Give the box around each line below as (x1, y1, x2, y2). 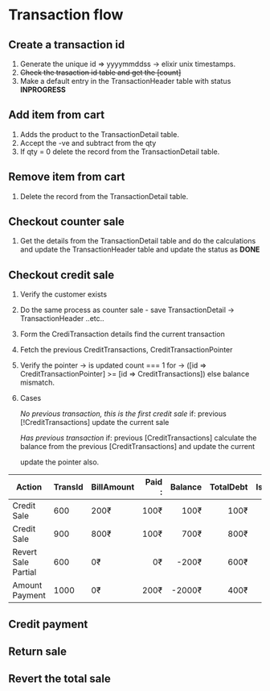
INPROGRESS (19, 85, 66, 94)
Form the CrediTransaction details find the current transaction (19, 329, 225, 339)
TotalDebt (209, 481, 248, 493)
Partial (12, 567, 37, 578)
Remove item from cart (8, 170, 126, 184)
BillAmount (91, 481, 135, 493)
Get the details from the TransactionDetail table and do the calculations (19, 236, 256, 246)
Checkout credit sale (8, 268, 115, 281)
